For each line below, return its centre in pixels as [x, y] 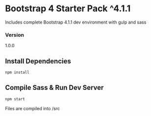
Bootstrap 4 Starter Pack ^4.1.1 [68, 9]
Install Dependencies [38, 61]
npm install [17, 72]
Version [15, 35]
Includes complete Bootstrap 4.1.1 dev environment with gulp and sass [76, 22]
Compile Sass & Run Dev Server [54, 88]
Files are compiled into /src [33, 108]
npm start [15, 99]
